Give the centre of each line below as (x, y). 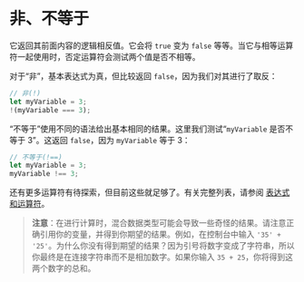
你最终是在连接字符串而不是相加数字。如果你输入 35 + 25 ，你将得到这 (162, 257)
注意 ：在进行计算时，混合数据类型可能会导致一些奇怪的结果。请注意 (159, 223)
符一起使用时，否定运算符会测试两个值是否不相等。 (105, 56)
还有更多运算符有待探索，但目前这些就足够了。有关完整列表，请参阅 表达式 (150, 192)
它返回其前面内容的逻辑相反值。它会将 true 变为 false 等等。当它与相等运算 (152, 45)
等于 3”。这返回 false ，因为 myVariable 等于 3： (100, 140)
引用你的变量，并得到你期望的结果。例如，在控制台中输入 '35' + (160, 234)
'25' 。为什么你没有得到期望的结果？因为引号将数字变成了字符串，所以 (163, 246)
